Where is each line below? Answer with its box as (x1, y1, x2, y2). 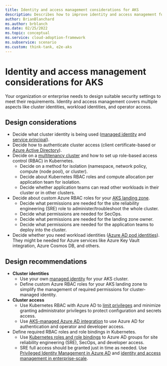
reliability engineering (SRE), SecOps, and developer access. (19, 340, 145, 346)
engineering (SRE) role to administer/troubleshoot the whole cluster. (19, 206, 159, 212)
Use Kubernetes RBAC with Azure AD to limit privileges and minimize (19, 303, 161, 309)
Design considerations (5, 118, 77, 126)
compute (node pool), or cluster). (19, 168, 88, 175)
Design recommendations (5, 257, 87, 266)
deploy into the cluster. (19, 227, 67, 233)
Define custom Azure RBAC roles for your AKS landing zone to (19, 281, 148, 287)
